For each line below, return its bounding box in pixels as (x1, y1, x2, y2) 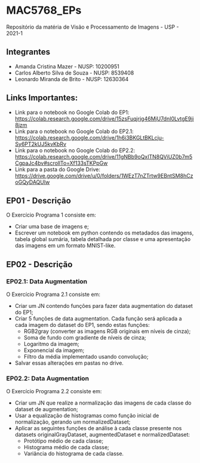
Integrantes (6, 47, 51, 57)
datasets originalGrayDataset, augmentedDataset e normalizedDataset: (14, 431, 190, 439)
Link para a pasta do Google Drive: (14, 165, 100, 173)
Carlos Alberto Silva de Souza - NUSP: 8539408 (14, 69, 134, 76)
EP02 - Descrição (6, 259, 73, 269)
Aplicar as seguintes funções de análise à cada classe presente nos (14, 425, 182, 432)
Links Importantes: (6, 93, 78, 103)
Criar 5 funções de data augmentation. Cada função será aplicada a (14, 315, 182, 322)
